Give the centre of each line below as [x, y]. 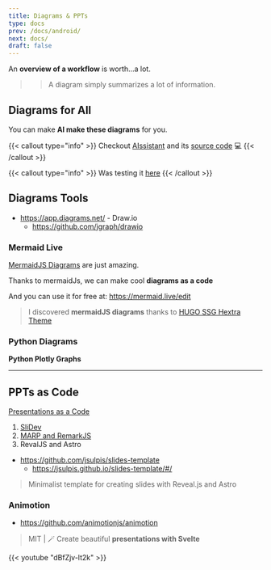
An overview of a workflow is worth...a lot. [79, 69]
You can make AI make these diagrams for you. [88, 129]
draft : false [30, 46]
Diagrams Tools [48, 198]
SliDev [31, 427]
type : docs [27, 23]
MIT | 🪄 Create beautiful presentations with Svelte [114, 539]
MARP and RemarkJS [55, 436]
